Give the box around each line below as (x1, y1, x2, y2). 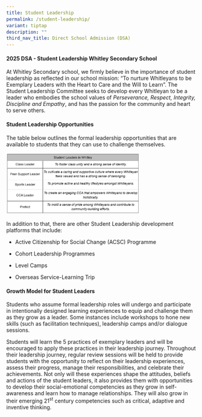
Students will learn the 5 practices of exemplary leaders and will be (6, 338, 173, 346)
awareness (6, 390, 34, 397)
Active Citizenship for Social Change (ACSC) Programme (14, 238, 157, 246)
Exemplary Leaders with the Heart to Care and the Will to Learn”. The (6, 81, 178, 88)
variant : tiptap (6, 22, 47, 28)
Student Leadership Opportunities (6, 120, 94, 128)
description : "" (6, 29, 47, 35)
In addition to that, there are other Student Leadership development (6, 220, 174, 228)
